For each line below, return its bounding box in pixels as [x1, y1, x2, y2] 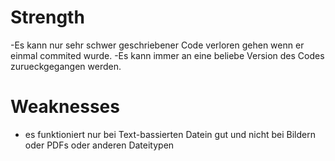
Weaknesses [10, 96, 120, 118]
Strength [10, 6, 85, 29]
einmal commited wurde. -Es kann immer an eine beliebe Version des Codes [10, 49, 325, 61]
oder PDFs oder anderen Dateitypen [24, 139, 175, 151]
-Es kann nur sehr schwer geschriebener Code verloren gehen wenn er [10, 39, 305, 51]
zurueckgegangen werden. [10, 60, 122, 72]
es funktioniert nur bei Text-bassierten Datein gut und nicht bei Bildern [24, 128, 316, 140]
